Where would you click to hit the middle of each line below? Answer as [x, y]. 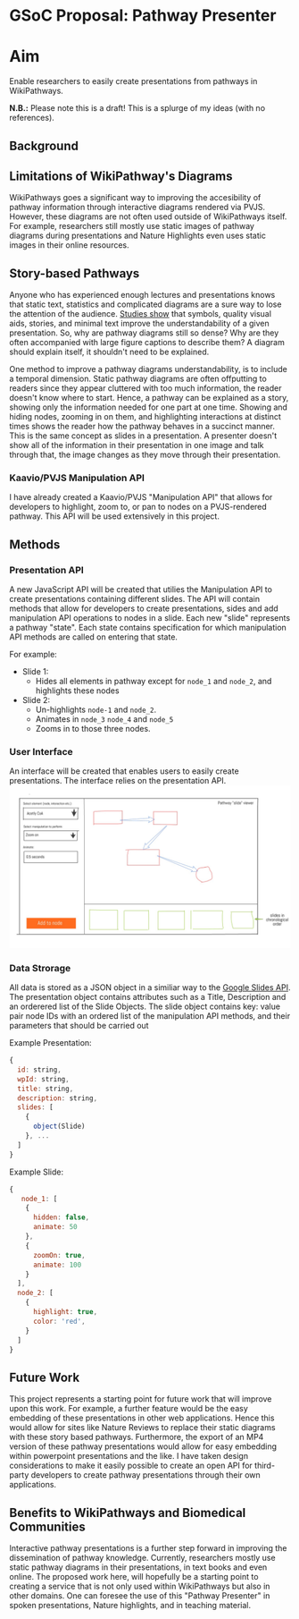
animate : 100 [57, 1265]
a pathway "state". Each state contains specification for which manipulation [148, 628]
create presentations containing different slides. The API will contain [135, 599]
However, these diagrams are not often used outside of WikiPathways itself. [148, 216]
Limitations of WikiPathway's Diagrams [121, 176]
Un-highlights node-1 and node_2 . [96, 710]
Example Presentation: [50, 1043]
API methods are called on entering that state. [94, 637]
